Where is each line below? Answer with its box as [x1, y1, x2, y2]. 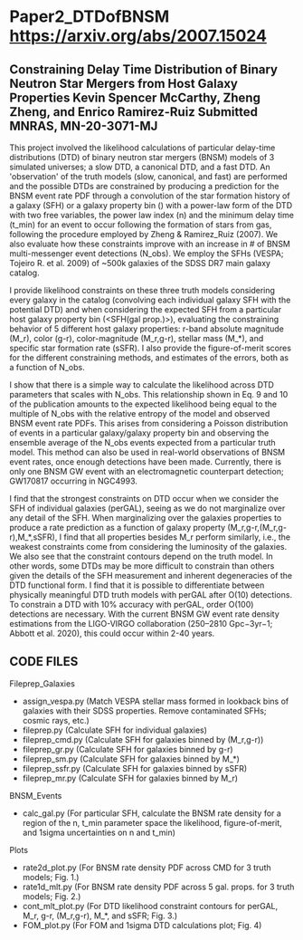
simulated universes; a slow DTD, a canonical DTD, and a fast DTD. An [9, 161, 270, 172]
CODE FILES [9, 654, 79, 669]
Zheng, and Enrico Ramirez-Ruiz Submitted [9, 104, 258, 120]
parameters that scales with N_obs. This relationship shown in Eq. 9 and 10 [9, 389, 289, 399]
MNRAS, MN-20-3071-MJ [9, 118, 158, 133]
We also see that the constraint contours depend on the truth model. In [9, 551, 273, 561]
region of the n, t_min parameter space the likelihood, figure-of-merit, [22, 817, 282, 828]
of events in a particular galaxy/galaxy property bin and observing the [9, 427, 270, 438]
